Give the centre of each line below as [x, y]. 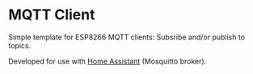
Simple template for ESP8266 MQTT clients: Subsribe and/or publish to [126, 37]
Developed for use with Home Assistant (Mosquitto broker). [108, 61]
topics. [20, 45]
